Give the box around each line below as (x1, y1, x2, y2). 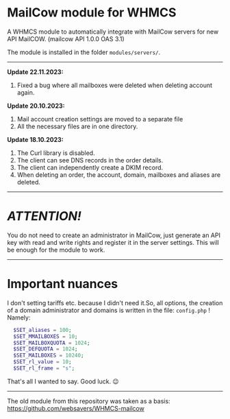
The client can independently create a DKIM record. (16, 163, 164, 171)
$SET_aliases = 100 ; (13, 326, 72, 333)
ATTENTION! (7, 208, 82, 224)
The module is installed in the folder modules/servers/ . (7, 48, 161, 56)
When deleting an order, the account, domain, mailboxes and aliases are (16, 170, 221, 179)
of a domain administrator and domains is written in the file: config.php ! (7, 306, 211, 314)
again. (16, 88, 35, 97)
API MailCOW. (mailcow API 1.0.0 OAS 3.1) (7, 34, 125, 43)
